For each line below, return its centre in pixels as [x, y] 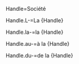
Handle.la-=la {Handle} [35, 32]
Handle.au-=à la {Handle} [38, 44]
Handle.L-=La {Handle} [35, 20]
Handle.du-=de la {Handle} [39, 56]
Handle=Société [26, 9]
